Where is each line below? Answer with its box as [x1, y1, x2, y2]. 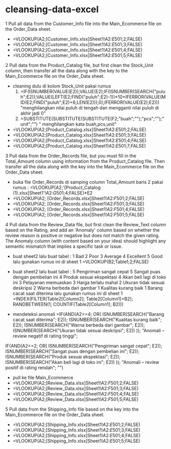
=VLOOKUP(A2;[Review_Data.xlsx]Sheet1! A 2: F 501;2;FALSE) [12, 380, 139, 386]
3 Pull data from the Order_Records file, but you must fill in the [5, 153, 137, 159]
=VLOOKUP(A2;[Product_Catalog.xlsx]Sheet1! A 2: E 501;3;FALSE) [12, 132, 146, 138]
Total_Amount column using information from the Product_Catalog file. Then [5, 158, 165, 164]
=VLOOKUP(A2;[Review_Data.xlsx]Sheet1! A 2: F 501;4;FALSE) [12, 391, 139, 397]
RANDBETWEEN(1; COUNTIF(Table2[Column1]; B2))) [12, 301, 124, 307]
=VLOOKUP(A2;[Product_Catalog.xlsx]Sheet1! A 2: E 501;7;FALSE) [12, 142, 146, 149]
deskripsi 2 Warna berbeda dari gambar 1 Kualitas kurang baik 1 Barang [12, 285, 163, 291]
